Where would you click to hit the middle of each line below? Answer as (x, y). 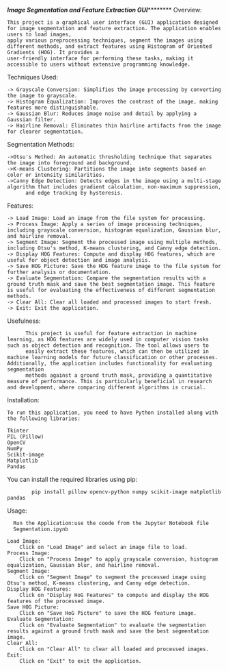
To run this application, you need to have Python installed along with (113, 413)
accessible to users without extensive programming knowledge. (99, 64)
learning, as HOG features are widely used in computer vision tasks (108, 339)
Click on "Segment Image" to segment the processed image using (113, 577)
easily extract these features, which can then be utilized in (117, 352)
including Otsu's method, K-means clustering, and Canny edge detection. (114, 248)
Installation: (23, 400)
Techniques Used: (32, 77)
